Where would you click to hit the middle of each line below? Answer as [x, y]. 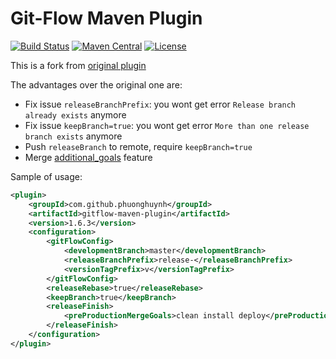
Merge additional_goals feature [88, 157]
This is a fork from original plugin [78, 65]
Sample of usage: [46, 176]
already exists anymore [75, 114]
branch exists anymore [73, 136]
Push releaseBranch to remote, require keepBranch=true [138, 146]
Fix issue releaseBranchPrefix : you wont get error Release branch [160, 104]
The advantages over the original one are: [96, 84]
